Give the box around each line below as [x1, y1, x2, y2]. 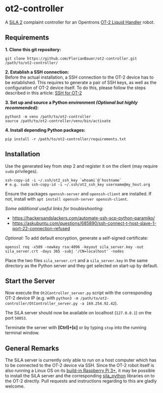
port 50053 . [5, 315, 27, 321]
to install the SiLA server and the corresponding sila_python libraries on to [5, 373, 155, 379]
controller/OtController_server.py [5, 301, 78, 306]
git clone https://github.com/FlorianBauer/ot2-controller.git [5, 56, 137, 61]
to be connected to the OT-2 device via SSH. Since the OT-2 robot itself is [5, 363, 155, 368]
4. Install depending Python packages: [5, 127, 86, 133]
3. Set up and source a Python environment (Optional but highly [5, 99, 138, 105]
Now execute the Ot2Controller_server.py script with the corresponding [5, 290, 152, 296]
